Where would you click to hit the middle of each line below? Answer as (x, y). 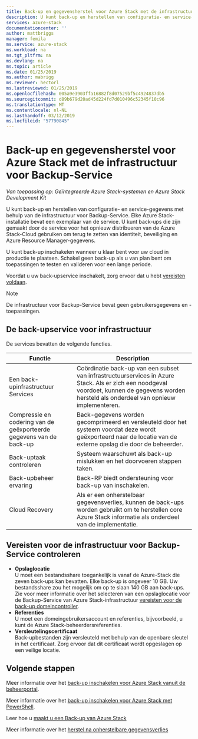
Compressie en (30, 415)
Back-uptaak (27, 457)
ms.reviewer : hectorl (33, 83)
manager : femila (26, 39)
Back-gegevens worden (110, 415)
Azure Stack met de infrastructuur (92, 163)
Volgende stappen (41, 669)
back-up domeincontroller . (47, 606)
